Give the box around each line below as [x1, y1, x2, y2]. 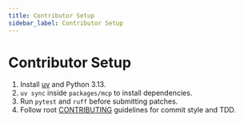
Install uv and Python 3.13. [19, 80, 106, 89]
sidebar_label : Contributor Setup [8, 19, 124, 27]
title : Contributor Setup [8, 11, 94, 20]
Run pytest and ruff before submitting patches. [19, 96, 178, 106]
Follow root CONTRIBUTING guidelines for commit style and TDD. [19, 105, 236, 115]
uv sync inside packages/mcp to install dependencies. [19, 89, 193, 98]
